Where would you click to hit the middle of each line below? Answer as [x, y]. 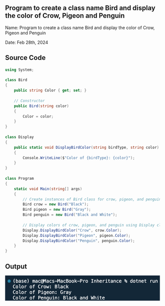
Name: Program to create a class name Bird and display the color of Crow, [80, 28]
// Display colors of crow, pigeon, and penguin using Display [89, 225]
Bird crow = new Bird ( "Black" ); [56, 204]
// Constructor [29, 101]
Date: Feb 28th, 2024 [27, 42]
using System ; [20, 70]
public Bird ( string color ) [41, 106]
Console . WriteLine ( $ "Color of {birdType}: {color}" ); [79, 158]
